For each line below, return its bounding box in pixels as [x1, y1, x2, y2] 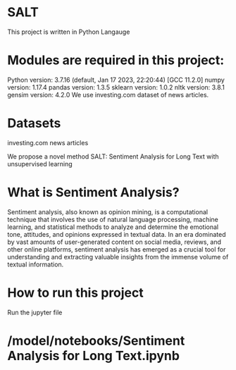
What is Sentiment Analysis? [7, 185, 180, 200]
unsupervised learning [7, 159, 73, 168]
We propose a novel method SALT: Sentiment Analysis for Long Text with [7, 152, 220, 161]
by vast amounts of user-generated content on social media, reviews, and [7, 238, 222, 246]
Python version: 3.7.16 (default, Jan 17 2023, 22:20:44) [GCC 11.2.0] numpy [7, 75, 225, 84]
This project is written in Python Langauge [7, 27, 130, 36]
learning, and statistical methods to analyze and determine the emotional [7, 223, 219, 231]
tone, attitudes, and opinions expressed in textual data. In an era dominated [7, 230, 226, 238]
